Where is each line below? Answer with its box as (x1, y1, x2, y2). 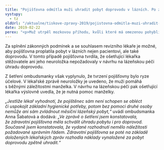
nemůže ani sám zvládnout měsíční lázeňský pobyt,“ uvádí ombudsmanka (5, 109, 155, 114)
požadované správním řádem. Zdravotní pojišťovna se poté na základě (5, 130, 148, 135)
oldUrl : (5, 20, 21, 26)
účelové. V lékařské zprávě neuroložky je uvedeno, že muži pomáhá (5, 78, 142, 84)
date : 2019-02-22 (5, 25, 41, 30)
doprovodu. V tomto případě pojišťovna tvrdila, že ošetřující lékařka (5, 54, 141, 59)
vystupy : (5, 12, 23, 17)
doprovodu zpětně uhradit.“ (5, 140, 61, 145)
